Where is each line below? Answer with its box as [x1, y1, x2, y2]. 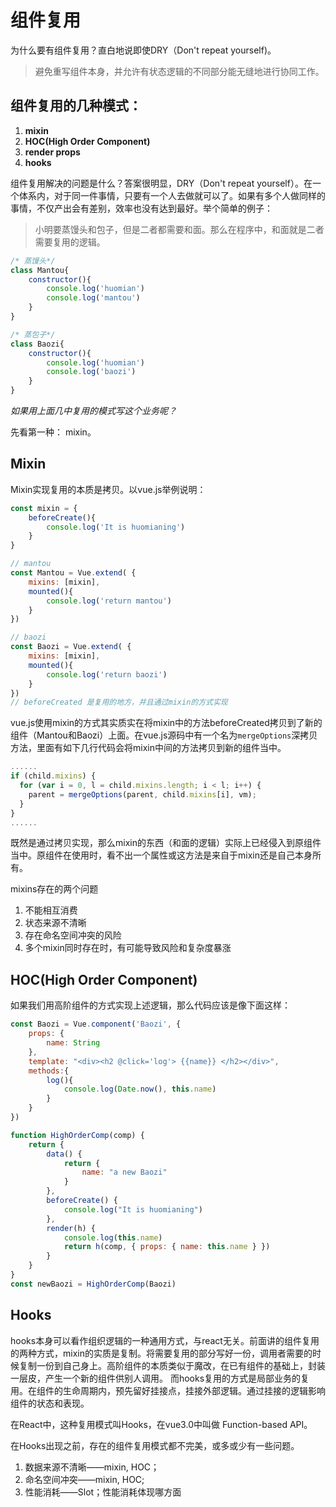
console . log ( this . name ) [63, 1232, 163, 1243]
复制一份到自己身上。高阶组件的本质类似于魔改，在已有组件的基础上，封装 [18, 1359, 326, 1371]
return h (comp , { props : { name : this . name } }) [63, 1242, 271, 1252]
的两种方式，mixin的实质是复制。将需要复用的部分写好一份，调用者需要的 [10, 1347, 313, 1359]
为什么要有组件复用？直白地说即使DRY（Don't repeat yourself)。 [10, 44, 277, 56]
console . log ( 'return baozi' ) [46, 669, 168, 680]
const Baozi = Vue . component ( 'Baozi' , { [10, 1019, 182, 1030]
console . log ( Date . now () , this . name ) [63, 1084, 217, 1095]
